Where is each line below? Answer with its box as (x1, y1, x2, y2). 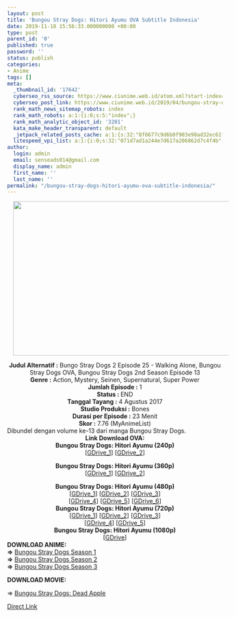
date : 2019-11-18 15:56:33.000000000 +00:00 (7, 23, 136, 29)
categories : (7, 61, 41, 68)
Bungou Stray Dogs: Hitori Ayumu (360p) (55, 462, 175, 470)
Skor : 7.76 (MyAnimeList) (78, 420, 152, 428)
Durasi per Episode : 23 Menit (72, 412, 158, 420)
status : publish (7, 55, 53, 62)
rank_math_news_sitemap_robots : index (13, 106, 124, 112)
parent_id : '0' (7, 36, 51, 43)
